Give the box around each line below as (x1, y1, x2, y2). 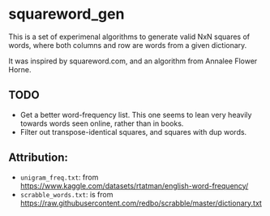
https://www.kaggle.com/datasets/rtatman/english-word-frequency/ (19, 180, 249, 191)
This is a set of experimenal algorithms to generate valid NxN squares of (8, 32, 250, 41)
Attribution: (8, 151, 69, 165)
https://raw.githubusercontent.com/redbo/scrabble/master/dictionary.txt (19, 198, 262, 208)
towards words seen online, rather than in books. (19, 119, 184, 128)
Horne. (8, 64, 32, 74)
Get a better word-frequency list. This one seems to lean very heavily (19, 110, 252, 119)
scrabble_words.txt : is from (19, 189, 114, 199)
